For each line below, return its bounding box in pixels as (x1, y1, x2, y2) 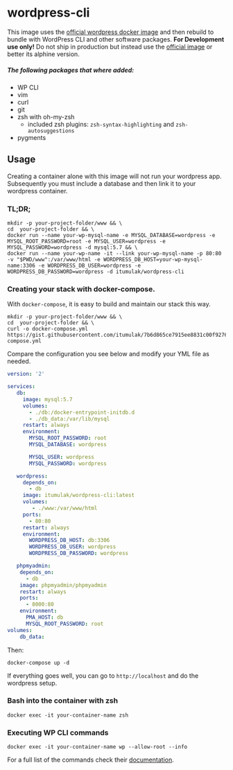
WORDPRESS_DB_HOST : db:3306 (28, 537, 110, 544)
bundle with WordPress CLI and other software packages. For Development (7, 35, 225, 43)
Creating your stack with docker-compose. (7, 284, 155, 294)
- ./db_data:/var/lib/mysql (28, 415, 110, 422)
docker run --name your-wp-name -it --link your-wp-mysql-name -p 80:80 (7, 250, 222, 257)
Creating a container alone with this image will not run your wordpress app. (7, 172, 222, 180)
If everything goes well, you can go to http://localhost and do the (7, 671, 199, 680)
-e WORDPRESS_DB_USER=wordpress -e (37, 262, 141, 270)
